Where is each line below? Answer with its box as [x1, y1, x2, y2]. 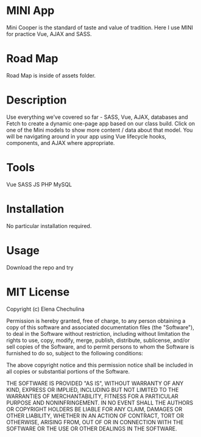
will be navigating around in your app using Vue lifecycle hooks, [6, 132, 166, 140]
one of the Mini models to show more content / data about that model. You [6, 126, 193, 133]
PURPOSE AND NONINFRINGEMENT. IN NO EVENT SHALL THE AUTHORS [6, 399, 194, 406]
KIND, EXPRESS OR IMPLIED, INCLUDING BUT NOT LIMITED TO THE [6, 386, 179, 393]
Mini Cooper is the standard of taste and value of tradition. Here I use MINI [6, 24, 194, 31]
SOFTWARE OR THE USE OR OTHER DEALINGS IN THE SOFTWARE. [6, 425, 177, 432]
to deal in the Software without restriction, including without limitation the [6, 330, 190, 337]
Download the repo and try [6, 263, 74, 271]
